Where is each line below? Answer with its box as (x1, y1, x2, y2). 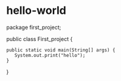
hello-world (6, 4, 67, 18)
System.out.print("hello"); (14, 52, 86, 58)
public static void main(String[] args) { (6, 47, 116, 53)
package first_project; (6, 24, 61, 31)
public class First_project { (6, 35, 73, 42)
